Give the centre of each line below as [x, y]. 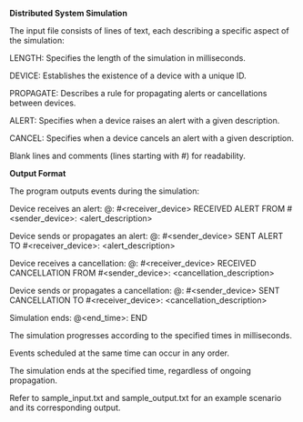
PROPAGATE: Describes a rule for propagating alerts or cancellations [138, 93]
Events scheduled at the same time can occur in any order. [120, 353]
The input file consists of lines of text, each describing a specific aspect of [149, 30]
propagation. [33, 380]
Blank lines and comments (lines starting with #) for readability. [127, 156]
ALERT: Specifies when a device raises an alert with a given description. [145, 121]
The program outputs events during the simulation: [105, 191]
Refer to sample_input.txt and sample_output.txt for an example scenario [146, 398]
